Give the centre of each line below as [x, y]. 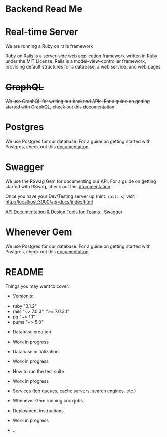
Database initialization [36, 351]
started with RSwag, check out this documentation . [58, 186]
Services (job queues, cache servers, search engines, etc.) [74, 391]
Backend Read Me [44, 9]
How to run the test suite [38, 371]
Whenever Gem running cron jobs [48, 400]
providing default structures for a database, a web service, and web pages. [84, 67]
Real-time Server [42, 32]
